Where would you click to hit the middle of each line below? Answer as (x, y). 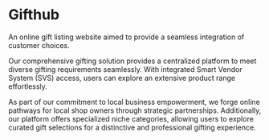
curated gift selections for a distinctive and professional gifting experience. (132, 127)
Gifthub (34, 15)
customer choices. (39, 45)
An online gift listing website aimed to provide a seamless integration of (126, 37)
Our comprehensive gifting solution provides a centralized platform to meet (132, 61)
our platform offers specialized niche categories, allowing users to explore (131, 118)
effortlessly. (28, 86)
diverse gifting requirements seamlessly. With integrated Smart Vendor (125, 69)
